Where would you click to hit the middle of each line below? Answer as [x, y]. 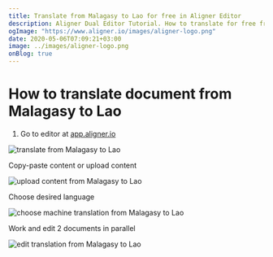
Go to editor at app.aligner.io [68, 133]
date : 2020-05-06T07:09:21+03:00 [65, 39]
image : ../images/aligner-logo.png [69, 46]
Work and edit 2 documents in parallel [72, 228]
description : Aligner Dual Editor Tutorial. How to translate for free [132, 24]
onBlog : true [30, 54]
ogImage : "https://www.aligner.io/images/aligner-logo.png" [113, 31]
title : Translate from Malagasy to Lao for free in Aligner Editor [125, 16]
